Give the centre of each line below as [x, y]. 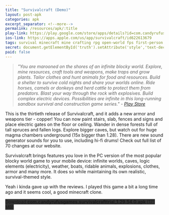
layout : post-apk [23, 15]
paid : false [18, 52]
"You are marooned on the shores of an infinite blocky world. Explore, [90, 66]
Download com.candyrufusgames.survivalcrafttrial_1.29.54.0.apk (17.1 [80, 201]
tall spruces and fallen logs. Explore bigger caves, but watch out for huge [81, 129]
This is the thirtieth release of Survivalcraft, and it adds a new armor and [80, 113]
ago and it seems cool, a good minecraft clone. [54, 192]
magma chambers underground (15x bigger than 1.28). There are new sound [84, 135]
